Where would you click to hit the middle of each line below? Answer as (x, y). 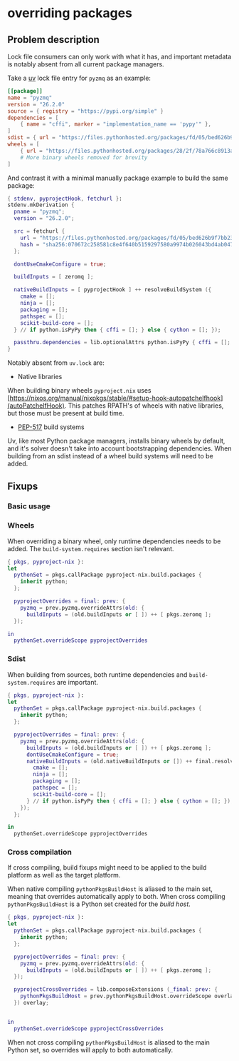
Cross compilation (40, 853)
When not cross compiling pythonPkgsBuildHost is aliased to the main (108, 1042)
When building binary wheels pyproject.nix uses (79, 391)
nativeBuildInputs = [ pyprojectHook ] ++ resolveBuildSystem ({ (113, 290)
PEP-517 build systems (51, 427)
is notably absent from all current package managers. (86, 64)
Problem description (53, 40)
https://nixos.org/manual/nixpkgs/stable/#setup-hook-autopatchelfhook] (116, 398)
